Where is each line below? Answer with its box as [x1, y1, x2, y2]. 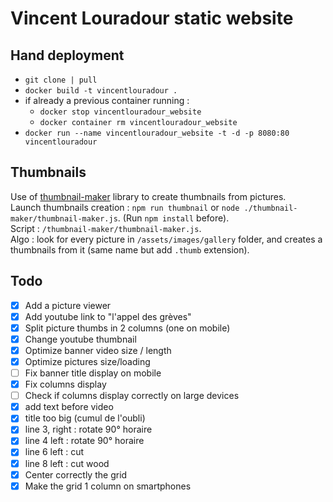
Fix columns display [24, 378, 107, 391]
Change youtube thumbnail [24, 333, 137, 345]
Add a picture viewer [24, 299, 112, 311]
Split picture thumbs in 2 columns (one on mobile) [24, 322, 231, 334]
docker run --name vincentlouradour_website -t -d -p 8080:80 [24, 128, 290, 138]
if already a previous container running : [24, 95, 190, 106]
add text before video [24, 401, 114, 413]
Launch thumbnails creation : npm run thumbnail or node [10, 201, 240, 213]
